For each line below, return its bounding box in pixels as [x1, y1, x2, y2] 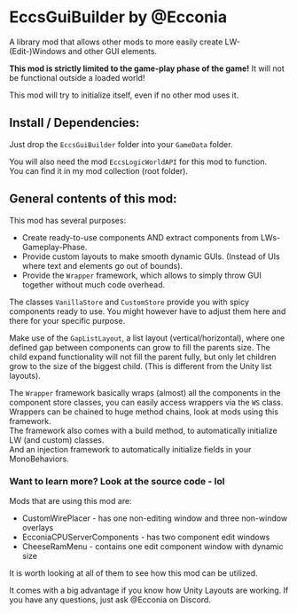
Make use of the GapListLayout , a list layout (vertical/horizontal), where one [9, 332, 285, 343]
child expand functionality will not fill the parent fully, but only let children [9, 351, 277, 362]
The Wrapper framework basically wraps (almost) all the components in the [9, 387, 281, 398]
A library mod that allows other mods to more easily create [9, 36, 223, 47]
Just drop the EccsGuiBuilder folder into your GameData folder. [9, 138, 233, 149]
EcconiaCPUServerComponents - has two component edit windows [21, 531, 270, 542]
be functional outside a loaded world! [9, 72, 145, 83]
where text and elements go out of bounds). [21, 260, 184, 271]
